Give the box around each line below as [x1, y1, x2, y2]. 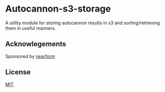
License [5, 68, 31, 76]
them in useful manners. [5, 25, 56, 31]
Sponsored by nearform [5, 53, 55, 59]
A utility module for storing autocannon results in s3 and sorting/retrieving [5, 20, 160, 26]
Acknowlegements [5, 40, 67, 49]
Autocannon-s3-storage [5, 3, 111, 15]
